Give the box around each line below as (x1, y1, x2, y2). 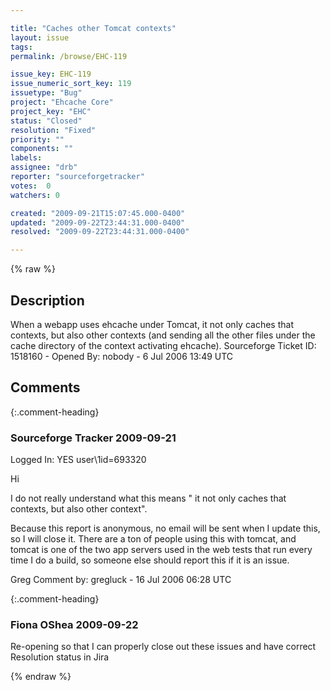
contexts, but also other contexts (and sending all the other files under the (10, 329, 316, 341)
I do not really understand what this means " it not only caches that (10, 492, 287, 505)
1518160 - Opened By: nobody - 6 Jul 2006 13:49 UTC (10, 350, 234, 362)
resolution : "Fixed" (10, 125, 97, 135)
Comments (10, 379, 81, 396)
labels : (10, 153, 43, 163)
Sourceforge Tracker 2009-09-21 (10, 431, 177, 445)
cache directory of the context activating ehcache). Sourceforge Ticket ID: (10, 339, 317, 351)
